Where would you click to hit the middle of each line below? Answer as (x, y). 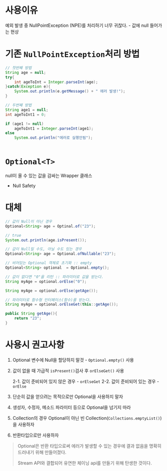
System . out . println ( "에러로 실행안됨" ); (54, 138)
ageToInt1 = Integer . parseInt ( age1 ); (54, 129)
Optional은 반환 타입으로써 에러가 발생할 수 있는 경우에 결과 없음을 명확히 (89, 446)
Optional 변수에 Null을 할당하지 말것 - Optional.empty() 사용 (73, 360)
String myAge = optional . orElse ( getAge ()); (52, 291)
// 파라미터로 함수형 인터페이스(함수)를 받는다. (48, 300)
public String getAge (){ (31, 314)
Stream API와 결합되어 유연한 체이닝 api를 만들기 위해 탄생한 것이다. (85, 463)
